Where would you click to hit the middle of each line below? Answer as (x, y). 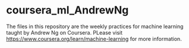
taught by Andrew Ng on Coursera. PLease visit (64, 32)
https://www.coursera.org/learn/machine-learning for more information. (94, 39)
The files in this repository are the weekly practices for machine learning (95, 26)
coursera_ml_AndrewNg (67, 10)
